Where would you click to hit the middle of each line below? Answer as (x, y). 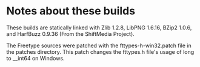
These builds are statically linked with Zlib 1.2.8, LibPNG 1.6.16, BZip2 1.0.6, (99, 28)
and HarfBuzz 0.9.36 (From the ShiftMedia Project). (70, 33)
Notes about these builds (71, 11)
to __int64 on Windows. (35, 58)
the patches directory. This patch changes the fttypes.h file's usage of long (100, 51)
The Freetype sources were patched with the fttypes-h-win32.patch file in (99, 45)
